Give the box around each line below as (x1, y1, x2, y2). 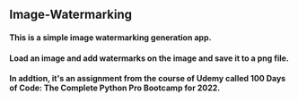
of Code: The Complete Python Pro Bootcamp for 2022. (9, 82, 221, 93)
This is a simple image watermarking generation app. (9, 31, 212, 43)
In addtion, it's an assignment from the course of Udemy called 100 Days (9, 73, 286, 84)
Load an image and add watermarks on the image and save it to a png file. (9, 53, 289, 64)
